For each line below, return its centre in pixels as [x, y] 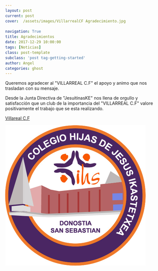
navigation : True [23, 32]
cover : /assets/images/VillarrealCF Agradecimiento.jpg [66, 21]
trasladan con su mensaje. [32, 88]
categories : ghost [24, 68]
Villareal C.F [17, 118]
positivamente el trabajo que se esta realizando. [54, 109]
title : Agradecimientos [30, 37]
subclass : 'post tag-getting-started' [45, 58]
